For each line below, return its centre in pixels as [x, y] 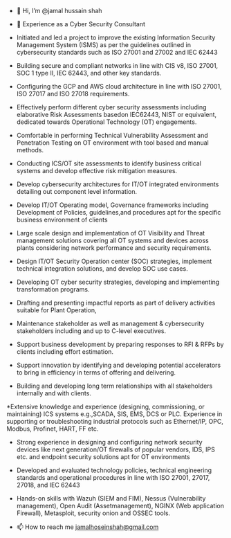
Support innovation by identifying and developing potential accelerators [119, 365]
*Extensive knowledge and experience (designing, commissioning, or [105, 406]
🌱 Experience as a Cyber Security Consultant [81, 24]
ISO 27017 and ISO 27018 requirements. [73, 94]
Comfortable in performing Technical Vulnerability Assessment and [112, 135]
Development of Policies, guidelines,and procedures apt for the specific [119, 212]
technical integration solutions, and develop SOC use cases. [102, 269]
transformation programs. [53, 289]
